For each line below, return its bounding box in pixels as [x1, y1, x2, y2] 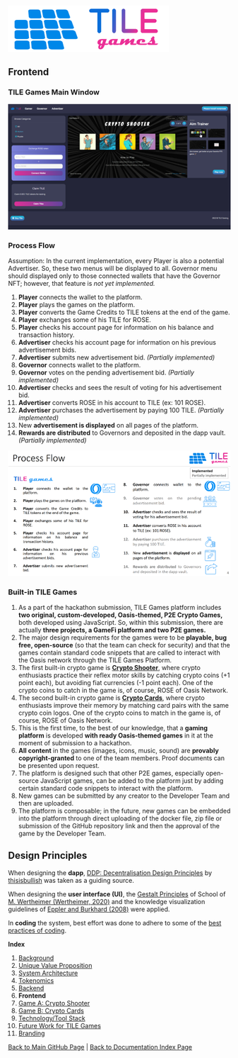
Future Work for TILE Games [18, 1021, 102, 1030]
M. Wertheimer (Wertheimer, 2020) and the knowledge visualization [8, 897, 206, 906]
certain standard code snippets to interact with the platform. [18, 784, 194, 793]
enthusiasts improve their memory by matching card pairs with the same [18, 701, 229, 710]
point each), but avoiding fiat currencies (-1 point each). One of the [18, 679, 214, 687]
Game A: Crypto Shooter [18, 998, 90, 1007]
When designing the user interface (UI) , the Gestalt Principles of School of [8, 889, 226, 898]
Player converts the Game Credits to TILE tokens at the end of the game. [18, 308, 230, 317]
